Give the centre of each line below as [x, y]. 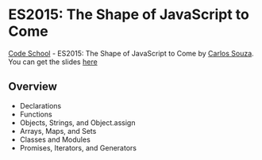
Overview [33, 87]
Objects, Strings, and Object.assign [77, 122]
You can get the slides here [53, 62]
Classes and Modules [55, 139]
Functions [36, 114]
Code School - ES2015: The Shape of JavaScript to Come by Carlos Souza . [131, 53]
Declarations [40, 105]
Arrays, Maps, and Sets [58, 131]
